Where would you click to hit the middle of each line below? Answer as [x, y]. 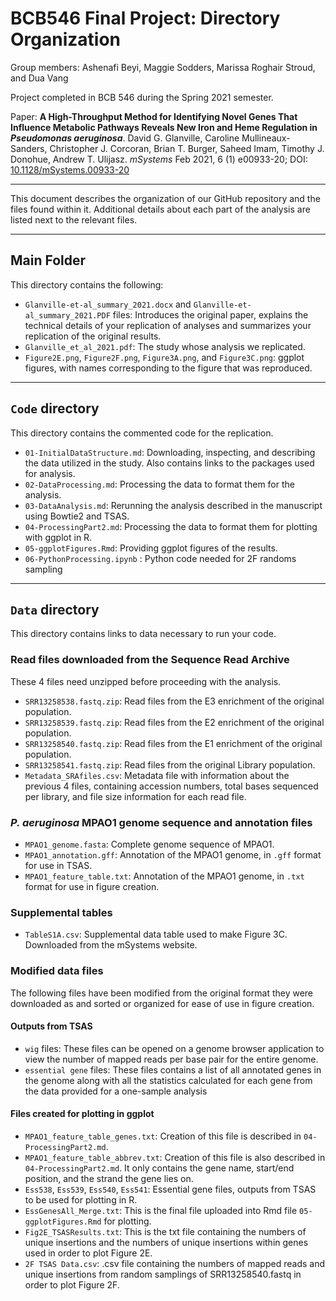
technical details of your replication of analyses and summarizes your [168, 325]
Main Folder [48, 260]
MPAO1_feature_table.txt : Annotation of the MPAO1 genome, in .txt [164, 876]
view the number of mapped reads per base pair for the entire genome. [171, 1059]
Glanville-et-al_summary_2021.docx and [108, 304]
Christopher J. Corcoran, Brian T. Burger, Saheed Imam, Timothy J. [187, 148]
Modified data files [57, 971]
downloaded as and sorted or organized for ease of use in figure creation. [162, 1003]
